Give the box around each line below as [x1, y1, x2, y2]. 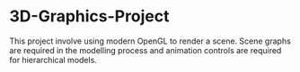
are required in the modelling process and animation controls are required [9, 44, 282, 55]
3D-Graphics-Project [9, 6, 170, 27]
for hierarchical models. [9, 54, 97, 65]
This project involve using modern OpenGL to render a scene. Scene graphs [9, 36, 292, 46]
